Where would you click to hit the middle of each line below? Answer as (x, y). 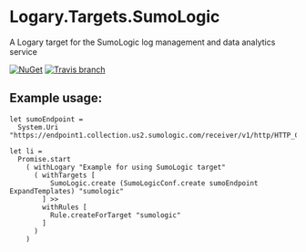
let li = (26, 151)
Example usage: (56, 98)
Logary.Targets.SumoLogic (115, 17)
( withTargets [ (64, 175)
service (24, 51)
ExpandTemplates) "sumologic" (67, 191)
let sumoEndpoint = (46, 119)
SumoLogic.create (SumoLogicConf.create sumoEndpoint (154, 183)
